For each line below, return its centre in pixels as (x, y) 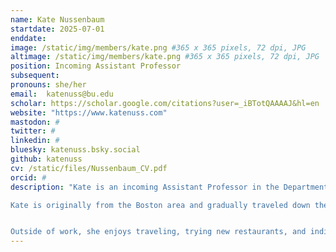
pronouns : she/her (48, 85)
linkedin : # (35, 141)
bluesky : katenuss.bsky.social (75, 150)
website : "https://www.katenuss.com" (89, 112)
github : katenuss (46, 159)
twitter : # (33, 131)
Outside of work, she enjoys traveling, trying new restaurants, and (158, 232)
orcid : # (28, 177)
